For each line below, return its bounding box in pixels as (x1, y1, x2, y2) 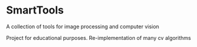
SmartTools (6, 4, 64, 17)
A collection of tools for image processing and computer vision (6, 23, 160, 30)
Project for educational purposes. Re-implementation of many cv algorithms (6, 34, 191, 41)
